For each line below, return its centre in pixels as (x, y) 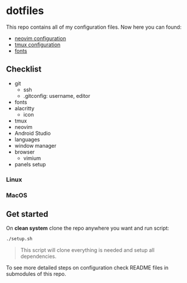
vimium (32, 158)
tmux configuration (37, 45)
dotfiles (25, 11)
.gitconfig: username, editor (57, 96)
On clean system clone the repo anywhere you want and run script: (88, 228)
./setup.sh (19, 239)
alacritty (25, 108)
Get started (27, 214)
